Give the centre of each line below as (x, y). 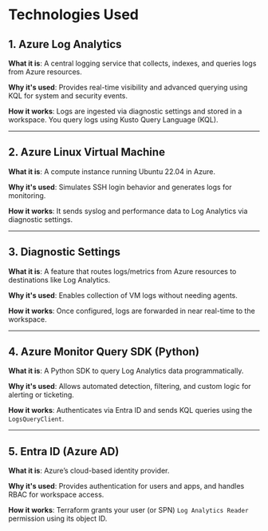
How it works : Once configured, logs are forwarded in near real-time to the (132, 311)
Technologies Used (74, 15)
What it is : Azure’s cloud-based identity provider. (89, 471)
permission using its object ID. (58, 519)
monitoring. (27, 195)
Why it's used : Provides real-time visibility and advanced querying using (128, 87)
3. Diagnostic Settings (65, 252)
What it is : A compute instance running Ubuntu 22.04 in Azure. (112, 171)
